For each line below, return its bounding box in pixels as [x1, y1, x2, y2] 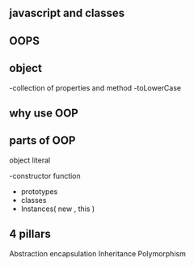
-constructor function [9, 171, 82, 180]
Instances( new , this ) [20, 204, 95, 213]
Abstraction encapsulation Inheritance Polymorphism [9, 248, 187, 258]
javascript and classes [9, 6, 124, 20]
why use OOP [9, 106, 79, 120]
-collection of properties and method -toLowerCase [9, 82, 181, 92]
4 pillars [9, 227, 51, 241]
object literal [9, 155, 51, 165]
